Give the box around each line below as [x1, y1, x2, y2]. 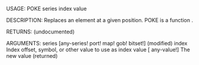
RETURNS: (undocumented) [6, 28, 75, 35]
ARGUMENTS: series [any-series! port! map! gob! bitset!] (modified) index [6, 40, 188, 47]
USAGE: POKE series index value [6, 5, 87, 12]
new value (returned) [6, 52, 58, 59]
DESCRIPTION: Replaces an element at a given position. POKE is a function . [6, 17, 194, 23]
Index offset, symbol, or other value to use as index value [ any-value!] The [6, 46, 191, 53]
